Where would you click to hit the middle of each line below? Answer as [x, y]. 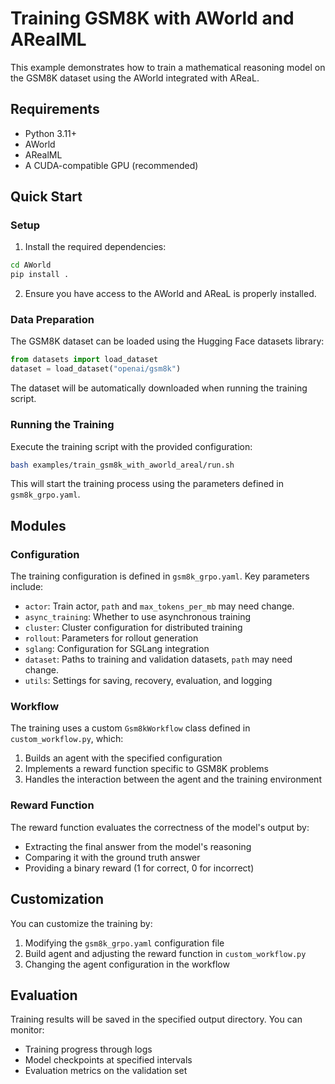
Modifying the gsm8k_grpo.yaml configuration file [124, 943]
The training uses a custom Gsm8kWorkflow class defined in [130, 728]
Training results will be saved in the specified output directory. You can [156, 1019]
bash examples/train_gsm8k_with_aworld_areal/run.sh [122, 465]
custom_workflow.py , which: [67, 739]
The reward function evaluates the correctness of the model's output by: [160, 827]
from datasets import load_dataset [84, 360]
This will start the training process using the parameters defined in [147, 484]
